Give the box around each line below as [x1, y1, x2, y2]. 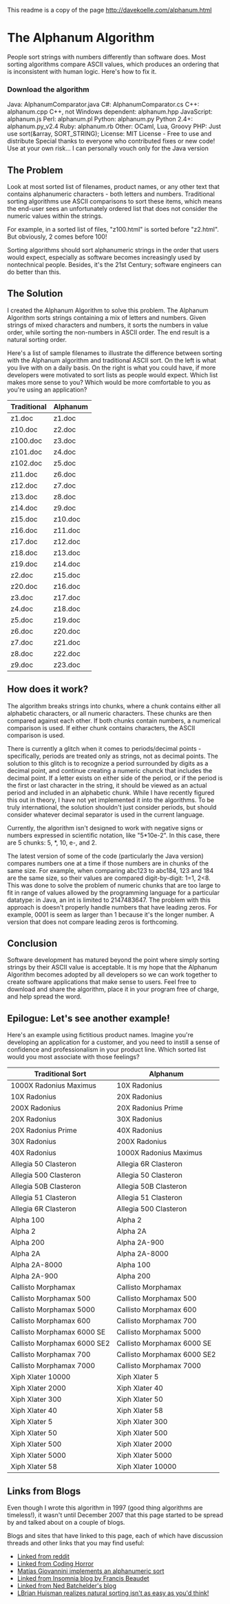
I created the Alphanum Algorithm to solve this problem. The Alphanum [7, 306, 209, 314]
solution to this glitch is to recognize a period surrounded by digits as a [7, 759, 209, 768]
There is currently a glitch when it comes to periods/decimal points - [7, 744, 202, 752]
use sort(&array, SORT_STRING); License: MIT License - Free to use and [7, 130, 212, 138]
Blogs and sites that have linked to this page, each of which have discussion [7, 1532, 224, 1540]
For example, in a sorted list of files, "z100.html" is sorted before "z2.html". [7, 225, 219, 234]
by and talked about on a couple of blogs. [7, 1518, 125, 1527]
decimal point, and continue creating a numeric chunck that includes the [7, 766, 213, 774]
